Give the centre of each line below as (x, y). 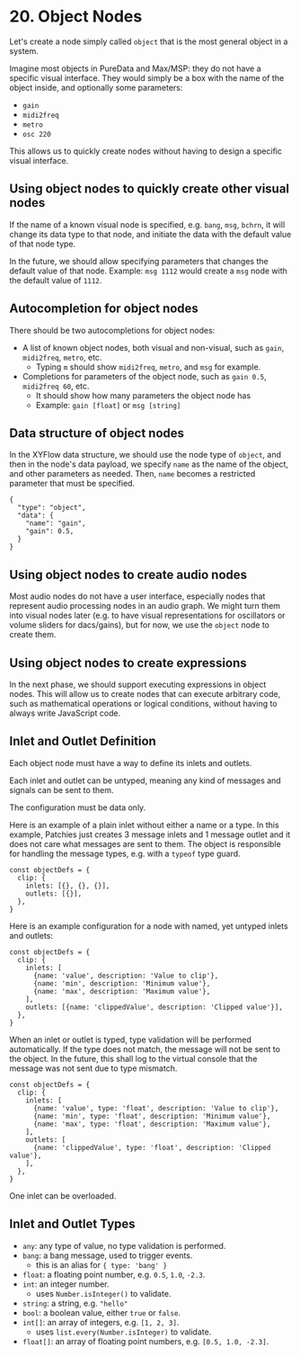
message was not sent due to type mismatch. (93, 1068)
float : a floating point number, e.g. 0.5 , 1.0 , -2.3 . (114, 1274)
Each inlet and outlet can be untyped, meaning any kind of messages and (145, 781)
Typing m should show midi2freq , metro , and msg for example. (148, 367)
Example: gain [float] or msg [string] (108, 405)
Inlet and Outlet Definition (83, 741)
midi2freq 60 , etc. (56, 386)
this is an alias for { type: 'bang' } (101, 1264)
